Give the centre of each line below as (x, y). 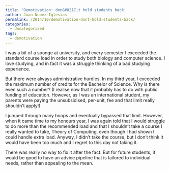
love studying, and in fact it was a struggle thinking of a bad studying (78, 63)
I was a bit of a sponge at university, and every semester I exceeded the (81, 53)
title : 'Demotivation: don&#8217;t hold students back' (66, 10)
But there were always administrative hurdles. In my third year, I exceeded (83, 79)
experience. (18, 69)
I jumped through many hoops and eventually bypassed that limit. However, (84, 115)
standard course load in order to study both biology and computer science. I (85, 58)
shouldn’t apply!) (23, 106)
